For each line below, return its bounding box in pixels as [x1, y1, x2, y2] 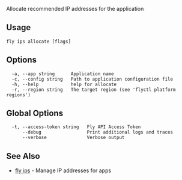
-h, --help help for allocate [11, 81, 117, 87]
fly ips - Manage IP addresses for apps [14, 167, 112, 174]
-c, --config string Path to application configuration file [11, 76, 173, 82]
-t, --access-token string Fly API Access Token [11, 124, 141, 130]
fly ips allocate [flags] [6, 39, 71, 45]
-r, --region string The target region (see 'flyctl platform [11, 87, 176, 93]
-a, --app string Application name [11, 70, 114, 77]
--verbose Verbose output [22, 135, 125, 141]
